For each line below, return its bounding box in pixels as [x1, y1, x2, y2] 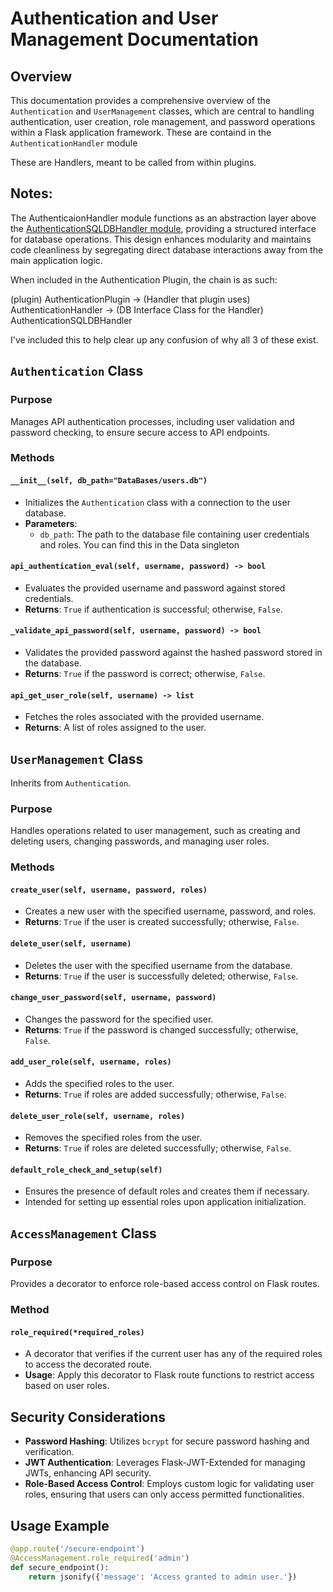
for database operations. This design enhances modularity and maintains [10, 233, 312, 245]
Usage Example [10, 1517, 110, 1534]
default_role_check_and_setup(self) [10, 1165, 163, 1175]
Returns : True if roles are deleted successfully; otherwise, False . [24, 1142, 292, 1154]
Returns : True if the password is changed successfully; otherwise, [24, 1023, 299, 1036]
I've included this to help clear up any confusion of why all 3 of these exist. [10, 333, 319, 346]
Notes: [10, 185, 53, 202]
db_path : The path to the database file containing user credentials [39, 528, 310, 540]
